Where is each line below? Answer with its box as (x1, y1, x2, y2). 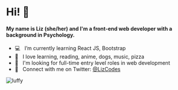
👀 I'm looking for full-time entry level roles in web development (14, 59, 170, 66)
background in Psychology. (6, 31, 75, 38)
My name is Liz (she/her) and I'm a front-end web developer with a (6, 25, 173, 32)
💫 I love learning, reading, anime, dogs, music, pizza (14, 53, 144, 61)
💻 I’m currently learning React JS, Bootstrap (14, 45, 126, 52)
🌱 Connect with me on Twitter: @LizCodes (14, 66, 121, 73)
